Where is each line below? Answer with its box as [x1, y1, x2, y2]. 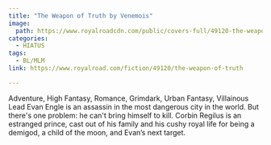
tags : [8, 49, 27, 57]
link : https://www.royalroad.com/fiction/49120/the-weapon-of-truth [8, 64, 244, 72]
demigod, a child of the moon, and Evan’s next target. [8, 127, 186, 137]
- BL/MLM [15, 57, 45, 65]
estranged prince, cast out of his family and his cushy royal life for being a [8, 118, 256, 129]
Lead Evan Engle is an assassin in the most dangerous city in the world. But [8, 101, 260, 111]
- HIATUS [15, 42, 45, 50]
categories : [8, 34, 48, 43]
